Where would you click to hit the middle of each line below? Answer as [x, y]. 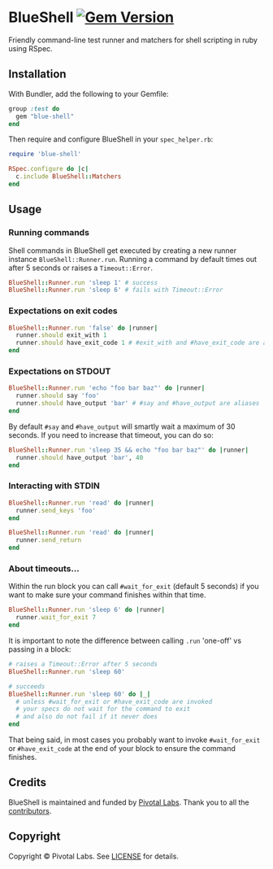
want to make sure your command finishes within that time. [107, 595]
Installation [37, 74]
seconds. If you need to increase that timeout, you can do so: [111, 434]
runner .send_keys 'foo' [56, 510]
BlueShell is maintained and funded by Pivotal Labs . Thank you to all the [129, 802]
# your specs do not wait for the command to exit [103, 709]
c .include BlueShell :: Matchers [69, 177]
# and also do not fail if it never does [87, 717]
